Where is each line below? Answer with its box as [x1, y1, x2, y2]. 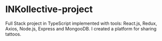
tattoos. [5, 31, 21, 37]
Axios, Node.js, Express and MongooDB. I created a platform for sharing [5, 25, 157, 31]
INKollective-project [5, 4, 93, 15]
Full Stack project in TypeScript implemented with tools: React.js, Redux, [5, 20, 157, 26]
